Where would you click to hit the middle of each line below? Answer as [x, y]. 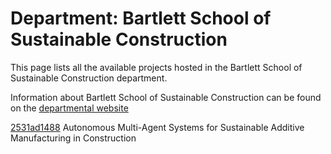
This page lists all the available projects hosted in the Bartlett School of [156, 67]
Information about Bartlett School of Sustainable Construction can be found [166, 97]
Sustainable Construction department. [89, 78]
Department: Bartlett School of [141, 18]
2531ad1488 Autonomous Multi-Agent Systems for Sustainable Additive [157, 127]
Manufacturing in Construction [73, 138]
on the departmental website [69, 108]
